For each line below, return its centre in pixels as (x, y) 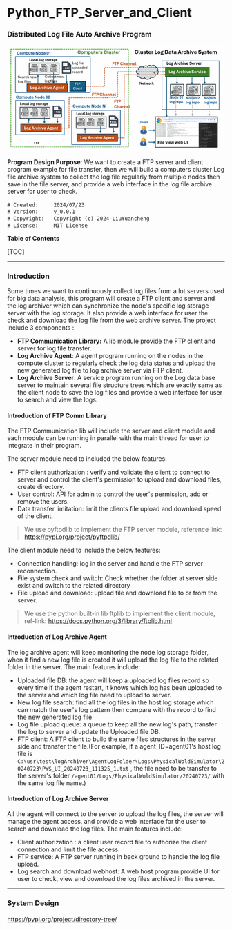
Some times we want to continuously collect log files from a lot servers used (116, 291)
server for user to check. (42, 191)
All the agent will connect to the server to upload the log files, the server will (115, 814)
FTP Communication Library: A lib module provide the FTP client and (116, 341)
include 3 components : (41, 328)
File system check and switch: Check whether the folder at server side (117, 578)
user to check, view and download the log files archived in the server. (116, 878)
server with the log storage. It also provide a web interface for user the (108, 313)
